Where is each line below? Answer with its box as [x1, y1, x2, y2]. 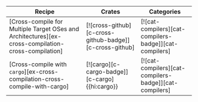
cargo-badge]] [86, 68, 128, 75]
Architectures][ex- [9, 32, 62, 40]
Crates [101, 8, 121, 15]
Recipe [34, 8, 55, 15]
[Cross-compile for [9, 18, 63, 25]
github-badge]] [86, 36, 130, 44]
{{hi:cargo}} [86, 83, 118, 90]
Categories [148, 8, 181, 15]
